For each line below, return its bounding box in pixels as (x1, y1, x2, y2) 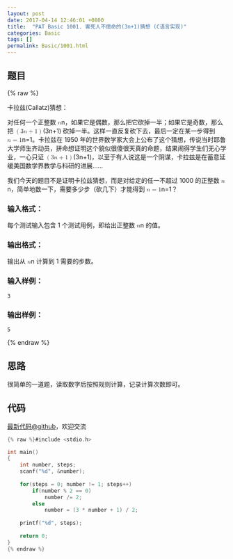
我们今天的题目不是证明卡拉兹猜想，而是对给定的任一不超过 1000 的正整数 (7, 176, 220, 184)
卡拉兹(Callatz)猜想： (7, 103, 68, 111)
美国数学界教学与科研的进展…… (13, 161, 104, 170)
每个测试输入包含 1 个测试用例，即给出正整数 (7, 221, 136, 229)
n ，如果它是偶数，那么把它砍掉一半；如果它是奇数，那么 (61, 118, 224, 126)
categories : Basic (7, 29, 61, 37)
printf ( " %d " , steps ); (19, 519, 82, 527)
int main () (7, 448, 39, 455)
